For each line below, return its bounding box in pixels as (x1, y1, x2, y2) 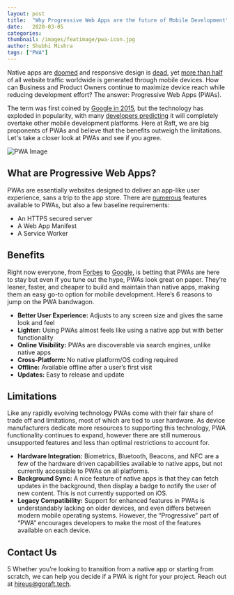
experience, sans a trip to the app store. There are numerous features (7, 193, 208, 202)
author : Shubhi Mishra (7, 43, 73, 50)
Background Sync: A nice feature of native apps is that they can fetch (17, 474, 219, 483)
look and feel (17, 318, 55, 326)
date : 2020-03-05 (7, 23, 64, 30)
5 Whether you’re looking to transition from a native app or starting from (7, 565, 214, 573)
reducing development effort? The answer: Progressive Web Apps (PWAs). (7, 90, 221, 98)
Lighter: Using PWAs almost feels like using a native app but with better (17, 326, 224, 334)
